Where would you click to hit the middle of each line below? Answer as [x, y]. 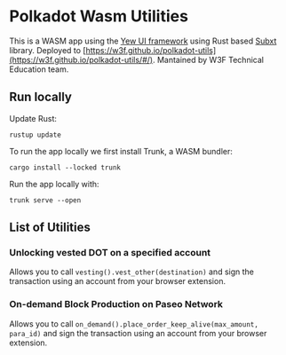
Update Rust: [33, 118]
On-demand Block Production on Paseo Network [116, 304]
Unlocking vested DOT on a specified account [110, 253]
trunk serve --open [45, 200]
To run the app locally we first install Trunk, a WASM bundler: [121, 151]
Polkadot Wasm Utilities [99, 16]
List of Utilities [50, 228]
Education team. [39, 69]
